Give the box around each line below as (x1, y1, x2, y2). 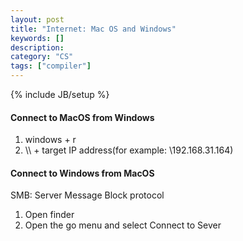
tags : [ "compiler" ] (10, 61, 92, 71)
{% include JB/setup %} (10, 89, 110, 100)
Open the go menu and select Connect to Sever (24, 219, 222, 231)
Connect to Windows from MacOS (10, 167, 155, 179)
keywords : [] (10, 33, 65, 43)
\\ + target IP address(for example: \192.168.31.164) (24, 144, 234, 156)
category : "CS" (10, 52, 74, 62)
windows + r (24, 134, 77, 146)
